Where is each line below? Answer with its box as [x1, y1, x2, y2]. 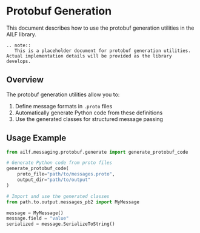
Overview [6, 74, 44, 85]
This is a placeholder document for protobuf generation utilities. [14, 47, 191, 54]
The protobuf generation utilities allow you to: [6, 91, 120, 98]
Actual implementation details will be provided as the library [6, 53, 172, 59]
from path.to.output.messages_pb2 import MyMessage [6, 199, 139, 205]
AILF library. [6, 30, 36, 38]
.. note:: [6, 42, 32, 48]
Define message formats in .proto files [15, 102, 113, 110]
